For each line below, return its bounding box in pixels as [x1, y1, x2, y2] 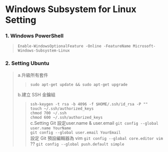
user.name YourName [30, 125, 72, 131]
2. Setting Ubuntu [5, 60, 49, 67]
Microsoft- [133, 44, 156, 49]
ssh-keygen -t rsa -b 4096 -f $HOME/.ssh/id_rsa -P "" [30, 102, 148, 107]
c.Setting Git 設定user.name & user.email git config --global [30, 120, 159, 126]
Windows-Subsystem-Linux [17, 48, 70, 54]
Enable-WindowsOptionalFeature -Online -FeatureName [17, 44, 131, 49]
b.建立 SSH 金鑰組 [17, 91, 55, 97]
